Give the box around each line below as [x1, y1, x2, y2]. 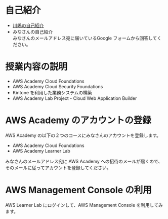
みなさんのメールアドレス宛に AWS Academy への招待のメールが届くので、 [5, 158, 163, 164]
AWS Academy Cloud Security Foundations [12, 83, 103, 89]
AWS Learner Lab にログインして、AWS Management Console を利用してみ [5, 202, 163, 208]
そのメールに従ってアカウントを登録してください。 [5, 164, 111, 170]
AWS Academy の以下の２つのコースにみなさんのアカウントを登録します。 [5, 132, 161, 138]
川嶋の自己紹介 [12, 22, 44, 28]
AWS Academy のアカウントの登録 [5, 115, 151, 126]
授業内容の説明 [5, 61, 68, 72]
